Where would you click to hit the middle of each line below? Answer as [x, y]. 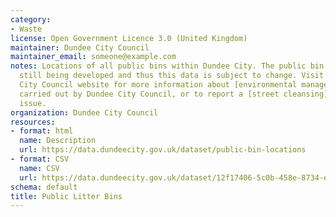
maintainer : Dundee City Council [80, 47]
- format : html [42, 131]
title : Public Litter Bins [66, 196]
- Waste [26, 29]
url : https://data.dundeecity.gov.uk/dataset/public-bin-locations [163, 150]
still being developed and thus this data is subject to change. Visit [172, 76]
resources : [33, 122]
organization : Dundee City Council [84, 112]
